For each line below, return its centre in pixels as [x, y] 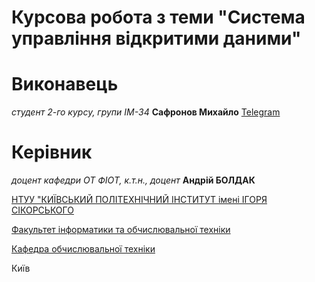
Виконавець [65, 84]
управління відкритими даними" [156, 38]
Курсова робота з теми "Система [158, 17]
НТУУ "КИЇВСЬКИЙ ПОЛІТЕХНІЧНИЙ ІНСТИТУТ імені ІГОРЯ [139, 200]
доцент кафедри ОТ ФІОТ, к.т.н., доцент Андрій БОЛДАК [133, 180]
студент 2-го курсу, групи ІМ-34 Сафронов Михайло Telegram [146, 112]
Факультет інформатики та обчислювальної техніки [121, 230]
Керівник [52, 152]
